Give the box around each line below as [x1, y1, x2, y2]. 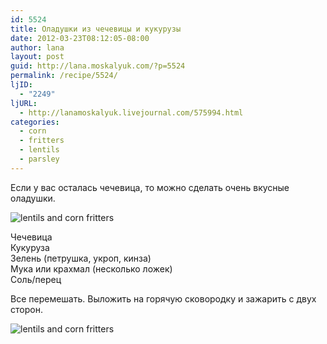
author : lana [10, 42, 65, 53]
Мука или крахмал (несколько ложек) [10, 262, 173, 275]
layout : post [10, 52, 65, 62]
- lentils [19, 145, 60, 155]
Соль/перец [10, 273, 62, 285]
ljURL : [10, 98, 38, 108]
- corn [19, 126, 47, 136]
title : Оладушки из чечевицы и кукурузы [10, 24, 182, 34]
